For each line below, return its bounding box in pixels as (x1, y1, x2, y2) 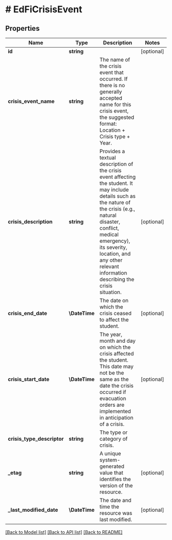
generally (99, 88, 122, 95)
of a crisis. (99, 421, 124, 427)
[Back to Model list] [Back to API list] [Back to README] (5, 529, 123, 535)
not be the (99, 369, 124, 376)
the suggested (99, 114, 135, 121)
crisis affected (99, 350, 134, 357)
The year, (99, 331, 123, 338)
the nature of (99, 199, 131, 206)
